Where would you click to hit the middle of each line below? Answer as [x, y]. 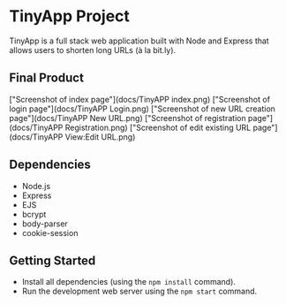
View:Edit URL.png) [100, 137]
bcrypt [34, 214]
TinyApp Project [70, 16]
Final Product [46, 78]
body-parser [45, 224]
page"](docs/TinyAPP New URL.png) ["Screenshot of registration [128, 118]
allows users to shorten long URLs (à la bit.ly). [93, 50]
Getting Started [53, 260]
